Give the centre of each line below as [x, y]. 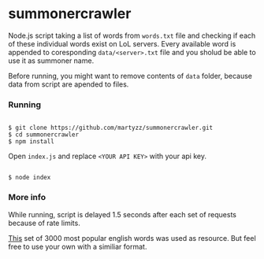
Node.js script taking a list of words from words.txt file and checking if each [132, 35]
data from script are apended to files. [69, 84]
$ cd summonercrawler [44, 135]
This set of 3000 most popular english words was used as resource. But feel [132, 238]
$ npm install [32, 142]
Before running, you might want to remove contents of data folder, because [130, 76]
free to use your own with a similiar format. [78, 246]
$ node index [30, 178]
